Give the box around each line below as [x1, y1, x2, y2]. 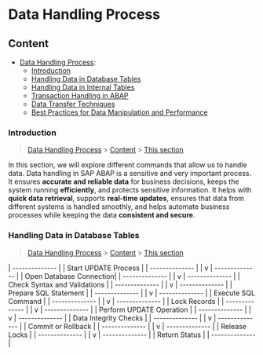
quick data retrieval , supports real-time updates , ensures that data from [8, 194, 245, 203]
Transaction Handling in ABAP [31, 91, 129, 100]
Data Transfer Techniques [31, 100, 115, 108]
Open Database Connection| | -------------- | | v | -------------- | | [24, 271, 241, 280]
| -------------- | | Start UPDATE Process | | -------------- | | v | [8, 263, 214, 273]
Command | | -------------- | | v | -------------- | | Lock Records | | [8, 296, 225, 306]
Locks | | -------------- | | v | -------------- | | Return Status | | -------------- [8, 330, 256, 339]
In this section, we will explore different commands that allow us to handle [8, 160, 247, 170]
